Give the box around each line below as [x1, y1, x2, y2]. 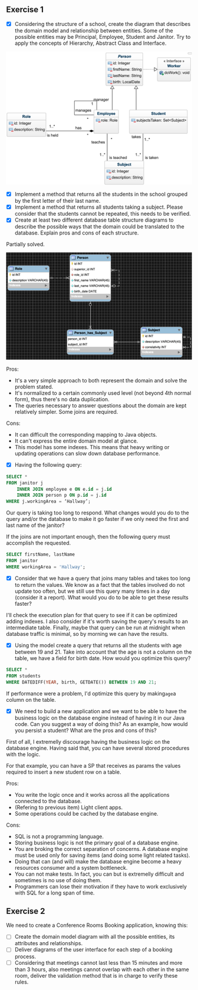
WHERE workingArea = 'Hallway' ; [6, 564, 85, 570]
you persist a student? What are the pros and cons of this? [14, 727, 157, 734]
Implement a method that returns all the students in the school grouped [14, 191, 188, 198]
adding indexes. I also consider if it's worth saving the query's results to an [6, 618, 189, 625]
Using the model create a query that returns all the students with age [14, 642, 182, 649]
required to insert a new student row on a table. [6, 768, 121, 775]
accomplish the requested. [6, 539, 71, 547]
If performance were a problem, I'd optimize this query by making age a [6, 689, 176, 697]
